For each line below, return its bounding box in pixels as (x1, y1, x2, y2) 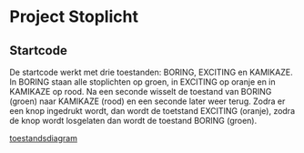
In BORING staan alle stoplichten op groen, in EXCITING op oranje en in (9, 76, 276, 87)
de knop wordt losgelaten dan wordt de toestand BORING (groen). (9, 116, 258, 126)
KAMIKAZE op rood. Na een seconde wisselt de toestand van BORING (9, 87, 272, 97)
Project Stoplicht (9, 6, 139, 27)
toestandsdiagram (9, 133, 77, 143)
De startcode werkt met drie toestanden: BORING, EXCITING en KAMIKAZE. (9, 66, 293, 77)
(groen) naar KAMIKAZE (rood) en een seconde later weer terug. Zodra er (9, 96, 286, 107)
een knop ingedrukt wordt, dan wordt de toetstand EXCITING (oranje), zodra (9, 106, 296, 116)
